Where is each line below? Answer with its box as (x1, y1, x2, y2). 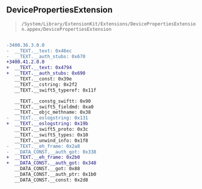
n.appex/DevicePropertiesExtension (21, 26, 112, 32)
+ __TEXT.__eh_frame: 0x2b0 (6, 154, 80, 161)
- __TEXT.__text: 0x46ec (6, 48, 72, 54)
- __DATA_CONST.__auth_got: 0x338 (6, 148, 97, 155)
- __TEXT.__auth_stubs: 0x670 (6, 53, 86, 59)
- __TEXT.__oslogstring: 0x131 (6, 115, 88, 121)
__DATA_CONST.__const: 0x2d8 (14, 177, 88, 183)
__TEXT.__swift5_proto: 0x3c (14, 127, 88, 133)
